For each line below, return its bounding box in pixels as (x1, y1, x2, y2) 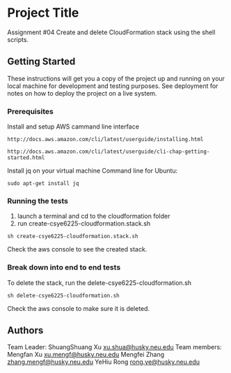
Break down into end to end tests (7, 263, 121, 272)
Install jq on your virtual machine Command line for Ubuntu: (7, 166, 178, 175)
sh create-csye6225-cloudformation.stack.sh (7, 233, 138, 240)
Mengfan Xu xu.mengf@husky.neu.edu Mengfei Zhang (7, 351, 165, 359)
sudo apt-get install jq (7, 180, 79, 187)
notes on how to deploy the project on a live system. (7, 89, 157, 97)
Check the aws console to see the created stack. (7, 245, 148, 254)
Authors (7, 325, 44, 337)
